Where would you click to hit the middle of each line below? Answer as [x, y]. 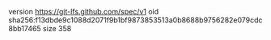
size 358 [57, 28]
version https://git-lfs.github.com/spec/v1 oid [84, 12]
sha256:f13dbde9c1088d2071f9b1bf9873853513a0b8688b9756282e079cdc [135, 20]
